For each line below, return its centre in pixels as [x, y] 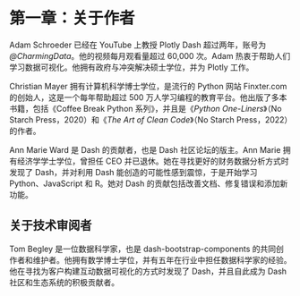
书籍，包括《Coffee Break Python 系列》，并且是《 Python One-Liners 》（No [146, 108]
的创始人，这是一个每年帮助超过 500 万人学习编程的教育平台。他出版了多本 [148, 97]
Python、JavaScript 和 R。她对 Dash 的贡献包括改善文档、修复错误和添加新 [149, 183]
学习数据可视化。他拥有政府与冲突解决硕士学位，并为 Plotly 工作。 [132, 67]
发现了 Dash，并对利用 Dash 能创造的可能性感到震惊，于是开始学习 [133, 172]
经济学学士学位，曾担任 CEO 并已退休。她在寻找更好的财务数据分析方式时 [153, 161]
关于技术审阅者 [51, 226]
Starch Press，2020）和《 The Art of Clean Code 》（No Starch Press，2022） [149, 119]
